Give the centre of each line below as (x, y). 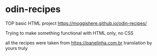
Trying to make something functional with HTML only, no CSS (69, 33)
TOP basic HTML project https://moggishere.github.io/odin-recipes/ (76, 23)
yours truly (16, 48)
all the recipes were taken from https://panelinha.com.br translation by (79, 43)
